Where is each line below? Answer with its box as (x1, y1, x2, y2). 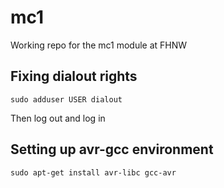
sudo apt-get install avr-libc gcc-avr (10, 167, 177, 178)
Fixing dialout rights (10, 68, 138, 85)
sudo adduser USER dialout (10, 94, 123, 105)
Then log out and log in (10, 112, 106, 124)
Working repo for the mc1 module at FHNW (10, 39, 188, 51)
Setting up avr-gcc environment (10, 141, 214, 158)
